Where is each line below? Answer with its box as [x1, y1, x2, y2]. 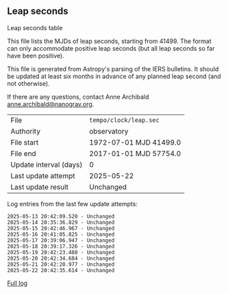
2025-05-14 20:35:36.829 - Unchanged [7, 219, 115, 225]
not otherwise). [7, 79, 50, 88]
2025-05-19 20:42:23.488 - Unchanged [7, 249, 115, 256]
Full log [7, 279, 28, 287]
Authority [10, 126, 41, 136]
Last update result [10, 182, 69, 191]
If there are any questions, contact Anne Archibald [7, 93, 149, 101]
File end [10, 149, 36, 158]
